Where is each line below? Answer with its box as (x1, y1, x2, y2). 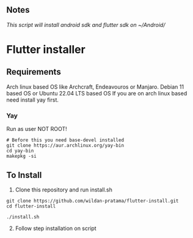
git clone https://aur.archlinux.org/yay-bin (6, 143, 124, 149)
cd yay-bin (6, 148, 34, 154)
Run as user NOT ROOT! (6, 125, 67, 133)
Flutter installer (6, 43, 86, 56)
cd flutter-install (6, 203, 56, 209)
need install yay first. (6, 96, 59, 103)
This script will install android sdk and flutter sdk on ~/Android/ (6, 21, 166, 28)
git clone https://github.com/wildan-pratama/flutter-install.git (6, 198, 179, 204)
